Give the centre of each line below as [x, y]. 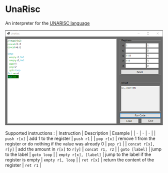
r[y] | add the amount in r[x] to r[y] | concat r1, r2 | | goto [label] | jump [83, 149]
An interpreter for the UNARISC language [47, 23]
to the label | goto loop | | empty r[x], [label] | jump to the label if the [78, 154]
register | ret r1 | [23, 165]
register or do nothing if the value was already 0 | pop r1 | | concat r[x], [80, 143]
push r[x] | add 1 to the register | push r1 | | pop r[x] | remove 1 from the [80, 138]
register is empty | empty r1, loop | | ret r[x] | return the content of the [79, 159]
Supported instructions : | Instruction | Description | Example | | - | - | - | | [80, 133]
